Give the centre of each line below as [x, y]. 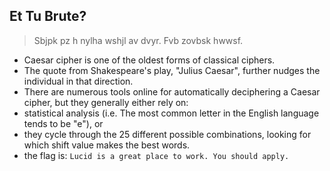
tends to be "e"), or [63, 123]
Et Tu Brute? [48, 16]
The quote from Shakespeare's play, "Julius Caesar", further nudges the [172, 70]
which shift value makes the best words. [107, 145]
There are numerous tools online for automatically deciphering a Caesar [172, 91]
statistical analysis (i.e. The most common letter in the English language [171, 113]
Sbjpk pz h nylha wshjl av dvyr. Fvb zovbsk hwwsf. [138, 40]
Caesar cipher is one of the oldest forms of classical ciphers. [149, 60]
